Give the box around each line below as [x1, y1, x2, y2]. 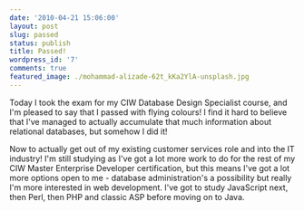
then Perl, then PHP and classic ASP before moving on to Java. [9, 191, 245, 202]
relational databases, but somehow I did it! [9, 126, 168, 137]
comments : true [9, 64, 67, 73]
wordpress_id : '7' [9, 55, 79, 64]
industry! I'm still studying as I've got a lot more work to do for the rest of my [9, 153, 296, 164]
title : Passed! [9, 47, 67, 56]
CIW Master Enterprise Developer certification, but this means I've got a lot [9, 162, 290, 173]
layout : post [9, 22, 59, 31]
